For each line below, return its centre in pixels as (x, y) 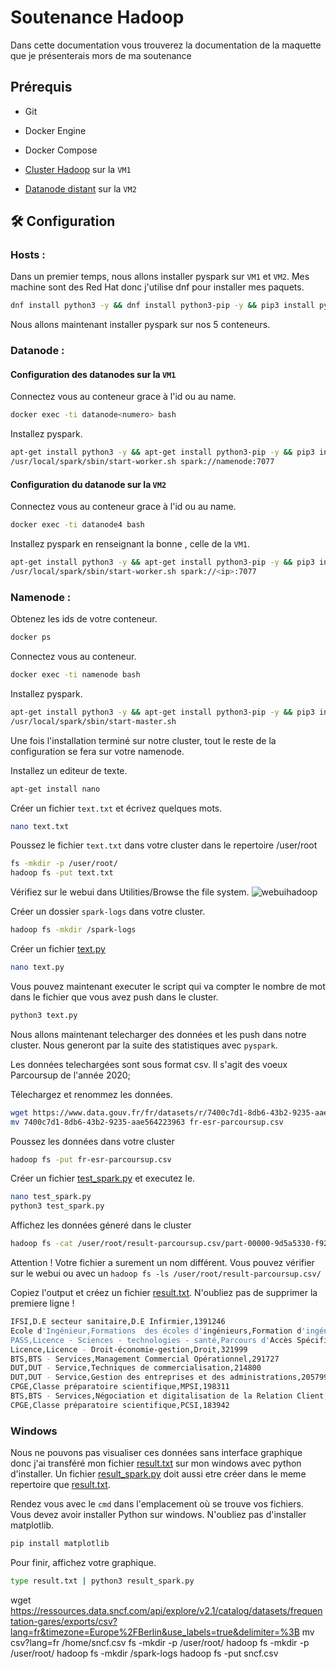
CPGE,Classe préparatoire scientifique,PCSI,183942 (120, 1405)
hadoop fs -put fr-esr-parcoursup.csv (91, 1159)
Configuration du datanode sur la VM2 (88, 484)
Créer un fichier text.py (58, 949)
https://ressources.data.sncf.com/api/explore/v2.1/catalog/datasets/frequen (166, 1610)
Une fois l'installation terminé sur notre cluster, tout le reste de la (143, 740)
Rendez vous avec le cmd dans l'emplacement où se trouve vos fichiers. (157, 1504)
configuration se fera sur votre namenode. (97, 751)
